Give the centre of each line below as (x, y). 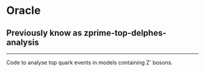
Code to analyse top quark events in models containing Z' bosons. (89, 62)
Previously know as (44, 33)
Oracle (23, 11)
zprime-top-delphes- (125, 33)
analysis (23, 42)
